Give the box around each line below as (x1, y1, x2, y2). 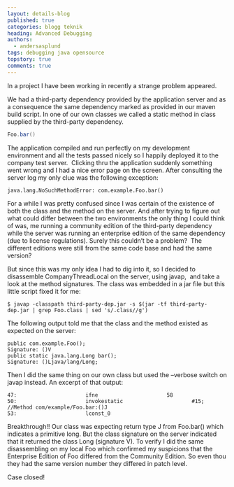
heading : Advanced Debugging (7, 29, 92, 37)
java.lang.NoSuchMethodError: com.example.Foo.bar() (7, 187, 164, 194)
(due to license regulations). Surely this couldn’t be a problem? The (7, 236, 203, 245)
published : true (7, 17, 54, 24)
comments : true (7, 62, 52, 69)
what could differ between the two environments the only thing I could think (7, 214, 226, 223)
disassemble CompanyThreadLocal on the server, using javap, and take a (7, 272, 220, 281)
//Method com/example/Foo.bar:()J (7, 404, 108, 411)
